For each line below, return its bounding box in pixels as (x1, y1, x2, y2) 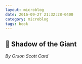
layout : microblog (5, 7, 44, 12)
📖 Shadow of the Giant (5, 39, 77, 48)
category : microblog (5, 16, 49, 21)
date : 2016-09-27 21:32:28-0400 (5, 12, 73, 17)
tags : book (5, 21, 28, 26)
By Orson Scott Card (5, 53, 49, 59)
